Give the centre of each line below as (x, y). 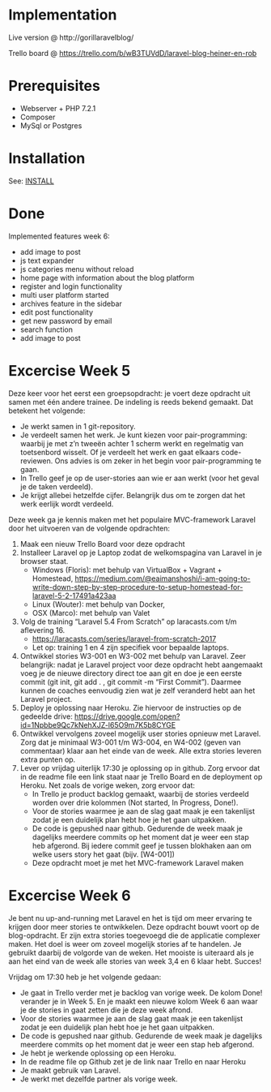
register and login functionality (71, 286)
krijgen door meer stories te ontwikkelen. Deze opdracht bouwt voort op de (134, 926)
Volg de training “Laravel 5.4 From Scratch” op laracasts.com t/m (128, 621)
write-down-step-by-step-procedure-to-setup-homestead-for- (138, 587)
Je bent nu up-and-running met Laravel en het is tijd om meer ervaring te (130, 918)
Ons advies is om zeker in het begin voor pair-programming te (158, 461)
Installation (47, 159)
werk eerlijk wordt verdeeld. (67, 504)
